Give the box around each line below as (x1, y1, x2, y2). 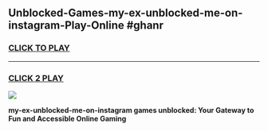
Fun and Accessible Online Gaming (8, 114, 127, 123)
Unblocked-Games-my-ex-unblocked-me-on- (8, 6, 243, 20)
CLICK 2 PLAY (8, 72, 64, 83)
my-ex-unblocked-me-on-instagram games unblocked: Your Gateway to (8, 105, 254, 114)
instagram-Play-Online (8, 19, 125, 33)
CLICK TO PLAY (8, 43, 70, 54)
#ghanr (126, 19, 164, 33)
